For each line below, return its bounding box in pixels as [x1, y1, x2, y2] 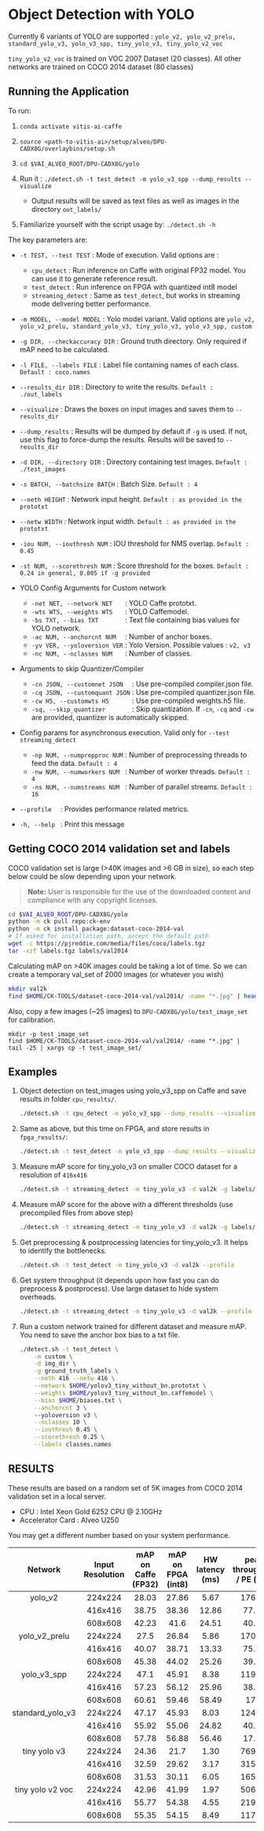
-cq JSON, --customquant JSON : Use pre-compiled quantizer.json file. [31, 687, 256, 696]
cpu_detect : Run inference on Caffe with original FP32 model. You [31, 266, 246, 275]
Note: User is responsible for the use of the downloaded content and [27, 886, 251, 896]
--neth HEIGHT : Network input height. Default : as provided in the [19, 494, 242, 503]
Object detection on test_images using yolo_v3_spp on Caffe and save [19, 1086, 247, 1096]
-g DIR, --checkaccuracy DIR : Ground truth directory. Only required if [19, 336, 247, 346]
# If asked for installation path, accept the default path [8, 932, 210, 941]
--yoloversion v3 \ [34, 1411, 98, 1419]
